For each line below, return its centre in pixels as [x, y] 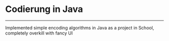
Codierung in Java [44, 9]
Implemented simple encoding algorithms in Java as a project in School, [80, 27]
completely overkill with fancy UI [39, 33]
